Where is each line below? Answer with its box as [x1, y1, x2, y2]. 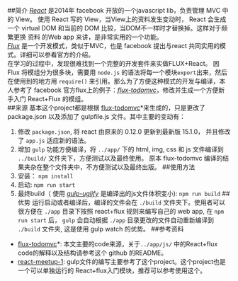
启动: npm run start [17, 180, 76, 189]
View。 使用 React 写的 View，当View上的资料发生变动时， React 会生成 [15, 15, 227, 23]
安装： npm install [17, 172, 74, 180]
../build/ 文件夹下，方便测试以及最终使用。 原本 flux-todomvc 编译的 [17, 154, 223, 162]
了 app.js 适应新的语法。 [17, 137, 91, 144]
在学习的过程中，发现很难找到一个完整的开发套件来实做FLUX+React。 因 [7, 59, 220, 67]
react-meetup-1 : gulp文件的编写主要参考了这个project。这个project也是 [17, 258, 226, 265]
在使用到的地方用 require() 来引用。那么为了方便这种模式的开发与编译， [7, 77, 220, 85]
